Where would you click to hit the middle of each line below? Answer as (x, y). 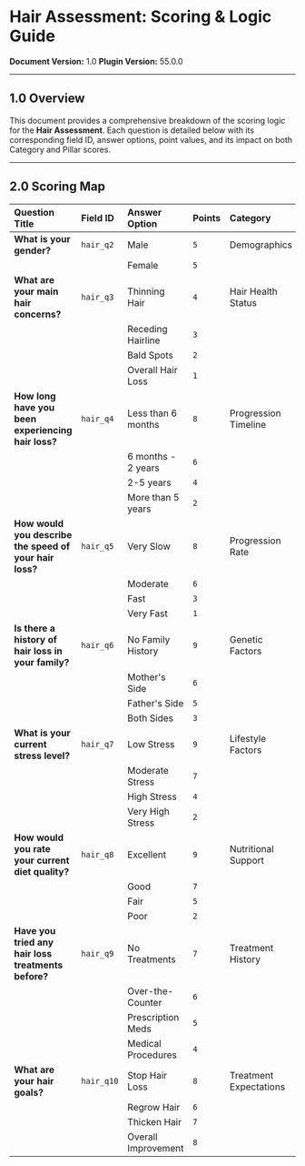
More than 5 (153, 497)
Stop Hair (147, 1075)
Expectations (258, 1087)
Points (207, 218)
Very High (148, 811)
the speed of (42, 546)
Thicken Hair (154, 1121)
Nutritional (252, 848)
